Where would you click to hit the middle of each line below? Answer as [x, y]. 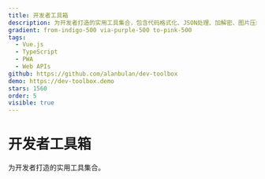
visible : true [32, 103]
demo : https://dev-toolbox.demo [61, 81]
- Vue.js [30, 45]
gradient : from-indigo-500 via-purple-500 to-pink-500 [100, 30]
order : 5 [22, 96]
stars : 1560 [28, 88]
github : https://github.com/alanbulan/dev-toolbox [93, 74]
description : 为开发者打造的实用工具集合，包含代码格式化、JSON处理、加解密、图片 [129, 23]
